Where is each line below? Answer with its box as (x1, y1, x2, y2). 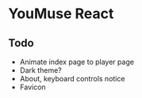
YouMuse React (8, 5, 114, 23)
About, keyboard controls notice (19, 74, 125, 83)
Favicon (19, 82, 46, 92)
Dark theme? (19, 66, 62, 75)
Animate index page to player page (19, 57, 135, 66)
